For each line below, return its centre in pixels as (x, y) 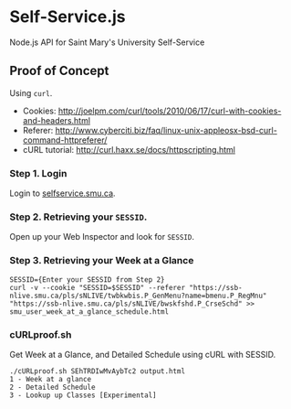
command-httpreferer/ (65, 140)
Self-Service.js (68, 17)
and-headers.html (57, 120)
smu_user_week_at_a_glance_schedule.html (89, 312)
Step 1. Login (38, 173)
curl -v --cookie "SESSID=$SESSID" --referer (97, 287)
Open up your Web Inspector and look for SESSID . (102, 237)
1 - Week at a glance (51, 379)
